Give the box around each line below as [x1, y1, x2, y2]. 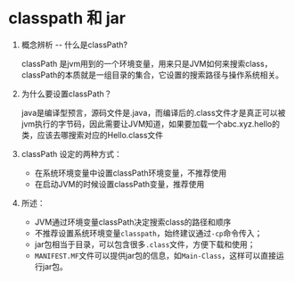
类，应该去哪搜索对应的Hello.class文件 [20, 129, 164, 140]
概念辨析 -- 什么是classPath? [20, 39, 128, 50]
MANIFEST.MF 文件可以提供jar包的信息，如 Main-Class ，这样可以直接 [34, 250, 277, 260]
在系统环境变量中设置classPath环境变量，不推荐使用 [34, 167, 227, 178]
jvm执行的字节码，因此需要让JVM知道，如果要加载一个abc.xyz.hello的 [20, 118, 280, 129]
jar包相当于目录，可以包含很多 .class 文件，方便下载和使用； [34, 238, 256, 250]
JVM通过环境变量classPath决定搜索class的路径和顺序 [34, 216, 232, 227]
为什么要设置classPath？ [20, 88, 112, 99]
